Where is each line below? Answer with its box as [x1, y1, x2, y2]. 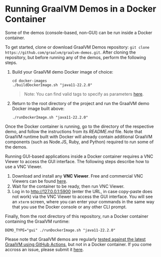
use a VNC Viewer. [5, 164, 43, 169]
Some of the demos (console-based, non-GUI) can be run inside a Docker [5, 30, 152, 35]
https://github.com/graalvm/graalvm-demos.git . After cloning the [5, 49, 136, 55]
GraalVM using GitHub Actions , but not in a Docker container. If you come [5, 241, 152, 247]
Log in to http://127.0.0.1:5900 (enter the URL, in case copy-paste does [12, 188, 153, 194]
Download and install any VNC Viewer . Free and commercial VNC [12, 173, 144, 179]
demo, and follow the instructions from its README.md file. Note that [5, 128, 143, 134]
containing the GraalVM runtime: [5, 218, 70, 224]
